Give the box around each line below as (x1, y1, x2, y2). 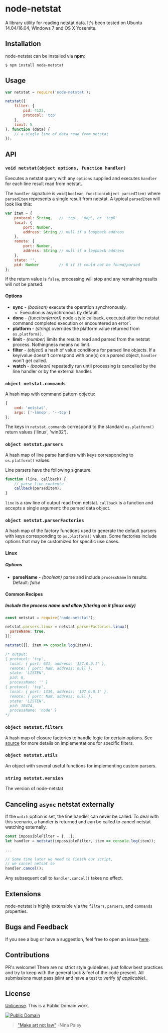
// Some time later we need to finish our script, (5, 856, 113, 862)
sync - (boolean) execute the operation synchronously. (12, 304, 127, 310)
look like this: (5, 201, 33, 207)
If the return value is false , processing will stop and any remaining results (5, 276, 157, 282)
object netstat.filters (5, 725, 64, 730)
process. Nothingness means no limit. (12, 341, 91, 348)
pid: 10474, (10, 703, 35, 708)
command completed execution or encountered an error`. (12, 320, 131, 326)
